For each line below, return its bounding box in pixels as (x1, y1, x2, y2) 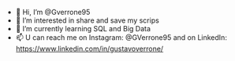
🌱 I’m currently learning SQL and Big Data (15, 24, 151, 33)
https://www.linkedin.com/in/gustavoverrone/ (15, 44, 164, 53)
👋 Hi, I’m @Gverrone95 (15, 8, 91, 16)
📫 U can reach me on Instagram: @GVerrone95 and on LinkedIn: (15, 33, 227, 42)
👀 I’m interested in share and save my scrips (15, 16, 159, 25)
